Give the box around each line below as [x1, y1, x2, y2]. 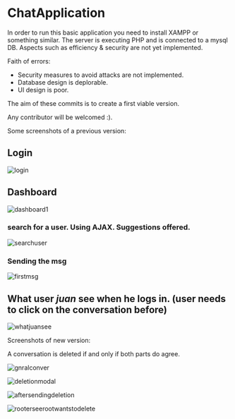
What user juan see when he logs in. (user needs [7, 293, 227, 305]
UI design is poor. [17, 85, 69, 94]
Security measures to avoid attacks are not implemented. [17, 71, 184, 79]
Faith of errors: [7, 56, 51, 65]
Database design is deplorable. [17, 78, 108, 86]
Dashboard [7, 186, 57, 198]
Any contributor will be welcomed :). [7, 113, 113, 121]
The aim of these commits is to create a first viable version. [7, 99, 180, 107]
